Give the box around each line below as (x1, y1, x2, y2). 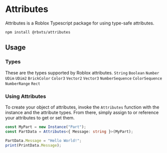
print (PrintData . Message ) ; (5, 142, 62, 148)
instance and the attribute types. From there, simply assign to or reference (5, 109, 159, 115)
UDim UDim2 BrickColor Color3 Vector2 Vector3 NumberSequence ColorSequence (5, 76, 162, 81)
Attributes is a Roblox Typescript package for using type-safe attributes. (5, 20, 154, 26)
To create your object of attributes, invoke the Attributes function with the (5, 104, 159, 110)
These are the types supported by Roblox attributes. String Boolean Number (5, 69, 159, 75)
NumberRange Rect (5, 81, 41, 86)
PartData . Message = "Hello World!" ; (5, 138, 82, 143)
